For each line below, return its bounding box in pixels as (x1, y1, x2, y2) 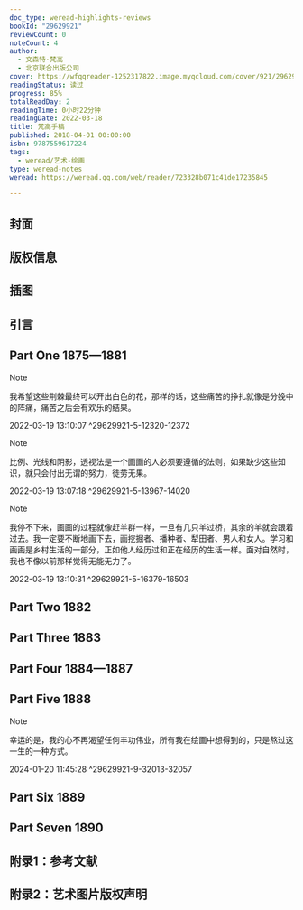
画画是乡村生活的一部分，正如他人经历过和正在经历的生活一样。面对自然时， (9, 543, 294, 555)
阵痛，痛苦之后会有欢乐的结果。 (16, 402, 136, 413)
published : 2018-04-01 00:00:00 (9, 131, 131, 140)
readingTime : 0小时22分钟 (9, 106, 102, 115)
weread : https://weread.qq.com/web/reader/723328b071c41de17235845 (9, 172, 269, 181)
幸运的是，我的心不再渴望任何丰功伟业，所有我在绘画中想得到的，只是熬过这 (9, 734, 294, 745)
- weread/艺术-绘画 (17, 155, 86, 165)
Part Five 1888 (9, 692, 92, 707)
